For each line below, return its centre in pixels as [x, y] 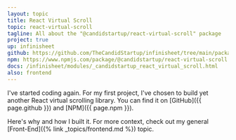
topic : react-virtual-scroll [50, 27]
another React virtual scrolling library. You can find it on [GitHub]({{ [105, 100]
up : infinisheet [31, 46]
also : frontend [29, 72]
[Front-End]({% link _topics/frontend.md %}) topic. [81, 129]
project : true [28, 40]
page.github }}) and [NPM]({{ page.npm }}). [71, 108]
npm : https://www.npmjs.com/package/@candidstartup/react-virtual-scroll [118, 60]
